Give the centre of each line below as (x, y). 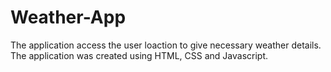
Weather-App (68, 17)
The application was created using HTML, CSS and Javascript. (139, 55)
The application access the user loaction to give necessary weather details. (166, 45)
